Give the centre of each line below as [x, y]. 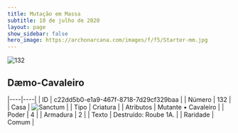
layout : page [27, 27]
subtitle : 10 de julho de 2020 [54, 21]
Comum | [21, 122]
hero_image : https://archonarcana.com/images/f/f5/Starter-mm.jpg [108, 40]
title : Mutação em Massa [44, 14]
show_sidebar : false [38, 34]
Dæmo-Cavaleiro [46, 82]
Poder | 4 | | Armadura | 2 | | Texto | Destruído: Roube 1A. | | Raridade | [111, 115]
